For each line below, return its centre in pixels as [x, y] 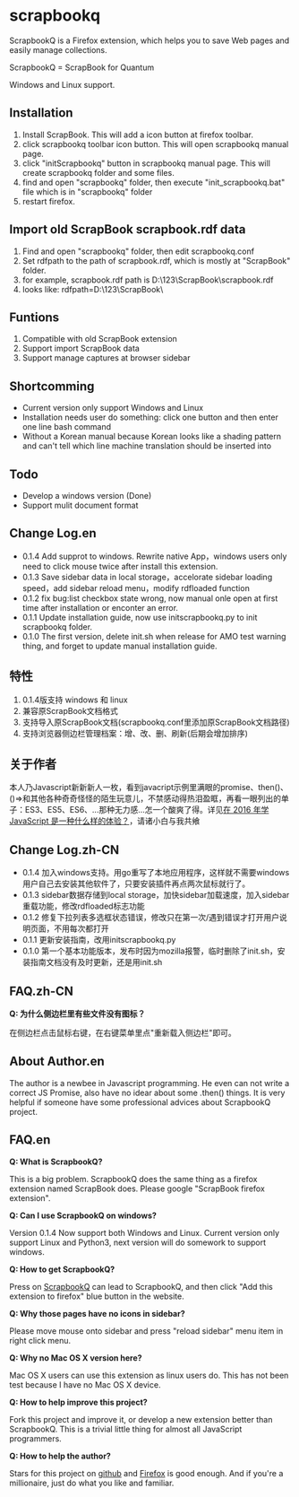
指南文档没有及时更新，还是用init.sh [96, 962]
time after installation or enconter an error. [100, 607]
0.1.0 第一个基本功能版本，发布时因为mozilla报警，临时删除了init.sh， [149, 951]
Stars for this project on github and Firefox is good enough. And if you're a [146, 1473]
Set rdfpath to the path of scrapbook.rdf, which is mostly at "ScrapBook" [156, 260]
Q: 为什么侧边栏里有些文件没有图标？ [77, 1014]
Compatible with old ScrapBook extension [99, 339]
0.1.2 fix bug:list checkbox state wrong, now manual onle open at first [150, 598]
